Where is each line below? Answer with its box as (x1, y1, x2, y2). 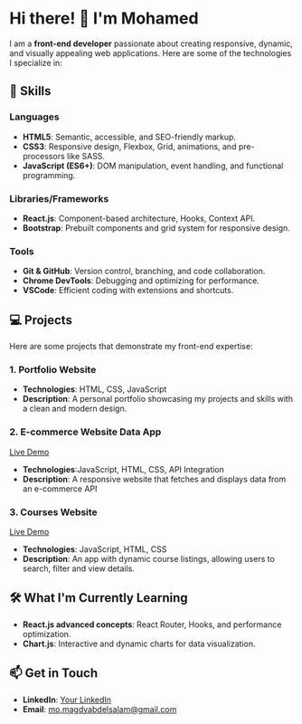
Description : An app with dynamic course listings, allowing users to (22, 553, 276, 564)
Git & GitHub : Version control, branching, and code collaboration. (22, 266, 266, 277)
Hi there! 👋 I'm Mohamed (9, 8, 199, 29)
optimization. (22, 628, 71, 639)
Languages (9, 110, 61, 123)
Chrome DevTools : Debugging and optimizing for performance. (22, 275, 260, 286)
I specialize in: (9, 57, 63, 68)
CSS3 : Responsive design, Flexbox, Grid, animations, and (22, 140, 237, 152)
